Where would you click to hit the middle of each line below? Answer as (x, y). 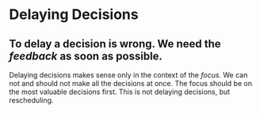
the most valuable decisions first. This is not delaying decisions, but (120, 92)
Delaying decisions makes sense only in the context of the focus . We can (128, 75)
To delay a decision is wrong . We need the (115, 44)
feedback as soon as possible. (86, 56)
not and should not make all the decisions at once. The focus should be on (131, 83)
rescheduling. (31, 100)
